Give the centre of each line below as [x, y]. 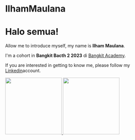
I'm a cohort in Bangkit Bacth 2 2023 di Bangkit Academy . [66, 55]
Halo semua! [32, 32]
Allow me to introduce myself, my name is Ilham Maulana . [65, 46]
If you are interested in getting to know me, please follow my [68, 65]
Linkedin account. [23, 71]
